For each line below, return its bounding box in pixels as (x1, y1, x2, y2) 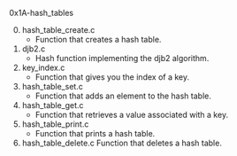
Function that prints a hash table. (34, 129, 156, 138)
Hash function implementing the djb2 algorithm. (34, 53, 210, 63)
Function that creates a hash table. (34, 35, 162, 44)
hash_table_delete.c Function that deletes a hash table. (21, 137, 223, 148)
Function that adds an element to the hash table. (34, 90, 212, 101)
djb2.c (21, 43, 46, 54)
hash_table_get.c (21, 100, 84, 110)
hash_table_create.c (21, 25, 96, 35)
